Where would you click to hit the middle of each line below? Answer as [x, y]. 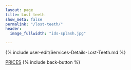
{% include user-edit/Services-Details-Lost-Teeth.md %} [65, 52]
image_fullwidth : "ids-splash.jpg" [48, 33]
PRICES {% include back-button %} [43, 62]
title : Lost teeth [25, 15]
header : [14, 29]
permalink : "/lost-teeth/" [34, 24]
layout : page [19, 10]
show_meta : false [24, 19]
